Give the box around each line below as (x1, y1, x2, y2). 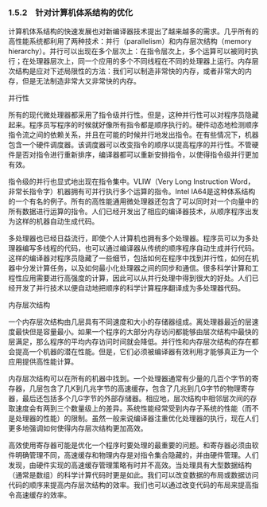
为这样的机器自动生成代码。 (8, 216, 99, 226)
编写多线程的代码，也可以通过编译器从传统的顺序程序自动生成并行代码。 (21, 244, 259, 253)
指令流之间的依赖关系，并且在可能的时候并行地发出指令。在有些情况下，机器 (8, 130, 259, 140)
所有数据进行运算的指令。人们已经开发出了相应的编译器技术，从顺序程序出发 (8, 207, 259, 216)
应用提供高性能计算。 (8, 357, 78, 367)
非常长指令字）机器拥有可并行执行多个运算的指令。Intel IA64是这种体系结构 (8, 187, 256, 197)
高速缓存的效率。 (14, 490, 72, 500)
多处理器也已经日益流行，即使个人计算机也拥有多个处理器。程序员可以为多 (8, 233, 252, 244)
